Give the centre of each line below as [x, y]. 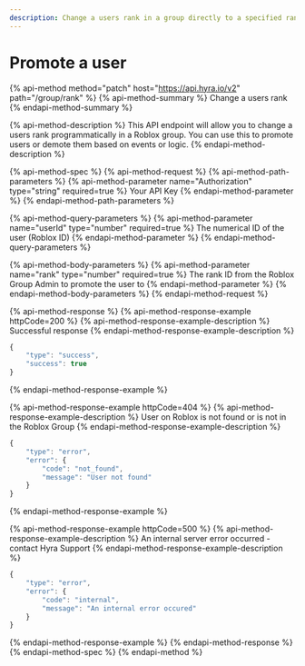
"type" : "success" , [63, 355]
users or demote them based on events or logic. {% [106, 144]
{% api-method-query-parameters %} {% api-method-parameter [131, 218]
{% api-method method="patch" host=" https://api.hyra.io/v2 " [125, 88]
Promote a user [68, 62]
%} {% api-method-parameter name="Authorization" [153, 181]
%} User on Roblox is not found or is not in [207, 417]
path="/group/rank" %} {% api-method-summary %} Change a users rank [148, 97]
